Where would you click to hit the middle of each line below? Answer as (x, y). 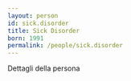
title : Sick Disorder (44, 30)
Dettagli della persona (44, 68)
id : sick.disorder (38, 23)
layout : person (33, 16)
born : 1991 (26, 38)
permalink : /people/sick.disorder (65, 46)
